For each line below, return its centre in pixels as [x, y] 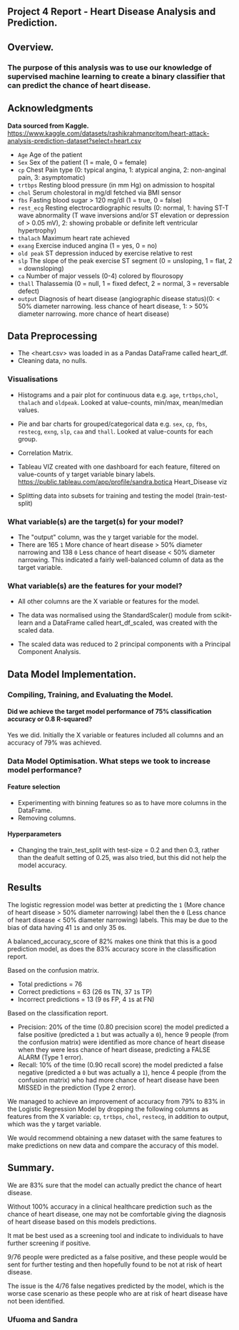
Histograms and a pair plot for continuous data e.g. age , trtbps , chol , [118, 394]
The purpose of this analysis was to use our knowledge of [110, 67]
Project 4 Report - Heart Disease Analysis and [112, 12]
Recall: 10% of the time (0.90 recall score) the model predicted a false [120, 1065]
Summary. [31, 1168]
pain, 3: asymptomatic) [51, 177]
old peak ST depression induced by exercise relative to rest [105, 253]
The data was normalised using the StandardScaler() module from [115, 615]
